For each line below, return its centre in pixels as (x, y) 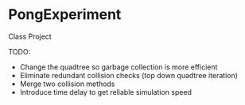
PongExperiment (65, 15)
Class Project (30, 36)
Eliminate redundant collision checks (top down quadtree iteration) (129, 75)
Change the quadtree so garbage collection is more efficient (119, 67)
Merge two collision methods (67, 84)
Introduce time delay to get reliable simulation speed (106, 92)
